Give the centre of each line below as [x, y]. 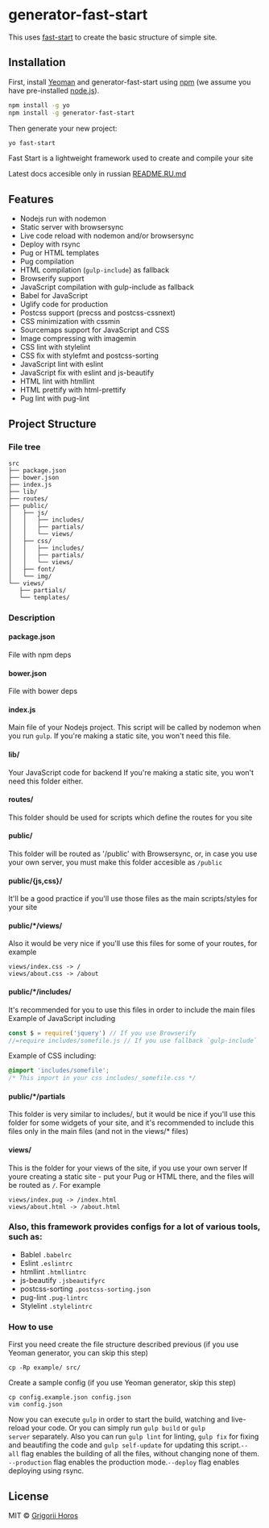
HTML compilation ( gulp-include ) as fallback [95, 270]
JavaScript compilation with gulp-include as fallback [107, 287]
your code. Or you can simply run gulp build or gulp [118, 1428]
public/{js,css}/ [35, 881]
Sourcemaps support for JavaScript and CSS [95, 330]
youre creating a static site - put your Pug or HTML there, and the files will [131, 1176]
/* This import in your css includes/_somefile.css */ [102, 1078]
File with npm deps [40, 655]
